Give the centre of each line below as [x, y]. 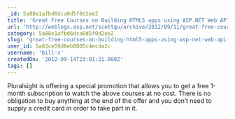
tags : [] [20, 66]
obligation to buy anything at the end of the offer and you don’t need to [109, 100]
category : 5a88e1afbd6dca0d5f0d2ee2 [60, 33]
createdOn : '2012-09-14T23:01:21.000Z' [65, 59]
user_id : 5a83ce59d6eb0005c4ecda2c [59, 46]
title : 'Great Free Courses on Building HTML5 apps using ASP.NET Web [112, 20]
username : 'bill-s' [36, 53]
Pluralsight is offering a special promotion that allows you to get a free [108, 85]
